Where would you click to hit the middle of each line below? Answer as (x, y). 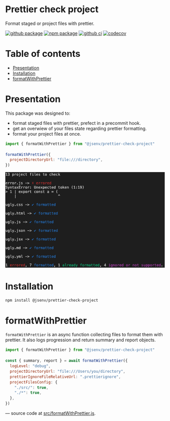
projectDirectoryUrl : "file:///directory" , (56, 160)
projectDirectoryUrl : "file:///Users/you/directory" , (68, 371)
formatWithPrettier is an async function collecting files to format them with (84, 335)
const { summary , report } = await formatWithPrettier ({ (67, 361)
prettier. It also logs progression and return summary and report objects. (80, 340)
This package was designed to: (38, 113)
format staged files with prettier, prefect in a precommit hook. (77, 123)
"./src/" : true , (32, 387)
